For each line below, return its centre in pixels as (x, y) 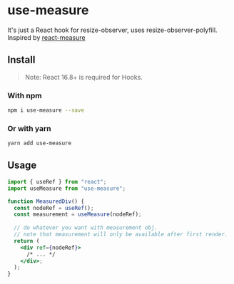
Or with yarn (29, 128)
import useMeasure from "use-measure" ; (67, 188)
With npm (25, 95)
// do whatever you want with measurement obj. (86, 228)
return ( (27, 241)
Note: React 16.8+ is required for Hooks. (83, 77)
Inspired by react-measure (46, 37)
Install (21, 60)
